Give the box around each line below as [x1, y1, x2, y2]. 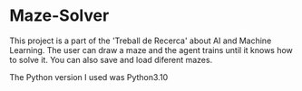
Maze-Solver [9, 5, 110, 26]
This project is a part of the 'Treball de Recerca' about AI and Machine [9, 35, 272, 46]
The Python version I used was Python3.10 [9, 71, 169, 82]
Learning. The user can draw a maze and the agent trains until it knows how [9, 44, 293, 55]
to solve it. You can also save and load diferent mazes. [9, 54, 213, 65]
